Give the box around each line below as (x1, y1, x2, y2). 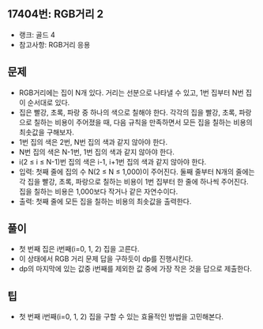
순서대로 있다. (27, 97, 70, 107)
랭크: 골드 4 (18, 30, 56, 40)
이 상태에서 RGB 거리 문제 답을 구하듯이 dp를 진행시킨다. (18, 254, 193, 263)
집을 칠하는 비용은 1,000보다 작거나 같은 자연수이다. (18, 187, 178, 196)
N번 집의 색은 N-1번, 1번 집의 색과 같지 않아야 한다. (18, 147, 175, 157)
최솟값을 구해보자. (18, 127, 74, 137)
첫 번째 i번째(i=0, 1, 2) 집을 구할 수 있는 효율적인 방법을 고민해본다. (18, 312, 224, 322)
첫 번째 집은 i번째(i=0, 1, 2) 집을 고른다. (18, 244, 140, 254)
